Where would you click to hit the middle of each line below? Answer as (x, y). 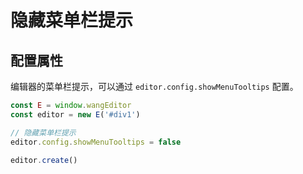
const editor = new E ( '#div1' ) (75, 114)
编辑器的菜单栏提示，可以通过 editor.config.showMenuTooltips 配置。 (154, 86)
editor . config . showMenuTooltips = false (96, 142)
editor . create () (44, 160)
